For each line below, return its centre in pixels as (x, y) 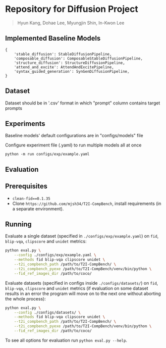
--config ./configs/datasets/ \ (47, 312)
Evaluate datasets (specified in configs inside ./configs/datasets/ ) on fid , (82, 283)
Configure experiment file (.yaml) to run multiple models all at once (73, 145)
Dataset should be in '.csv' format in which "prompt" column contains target (83, 103)
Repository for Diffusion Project (72, 9)
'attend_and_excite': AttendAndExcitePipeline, (64, 67)
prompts (14, 108)
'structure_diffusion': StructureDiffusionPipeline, (70, 63)
